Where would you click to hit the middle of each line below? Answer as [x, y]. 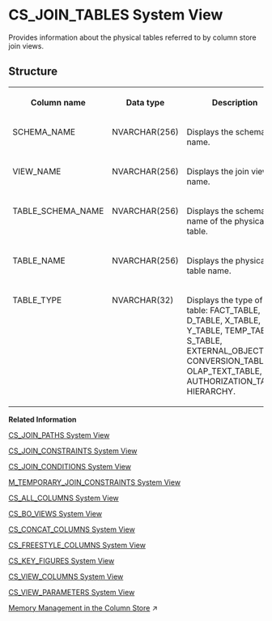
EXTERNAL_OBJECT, [226, 350]
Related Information [42, 419]
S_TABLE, [204, 340]
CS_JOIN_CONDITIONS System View [70, 466]
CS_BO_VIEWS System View [55, 513]
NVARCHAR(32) [143, 300]
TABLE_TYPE [37, 300]
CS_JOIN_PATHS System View [59, 435]
